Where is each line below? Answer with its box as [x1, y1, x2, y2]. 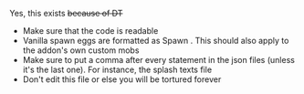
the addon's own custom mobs [22, 45, 140, 56]
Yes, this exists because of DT [9, 8, 123, 18]
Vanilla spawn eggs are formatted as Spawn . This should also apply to [22, 36, 289, 46]
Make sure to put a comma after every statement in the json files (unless [22, 55, 295, 65]
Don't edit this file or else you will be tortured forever [22, 74, 222, 85]
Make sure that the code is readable [22, 26, 159, 36]
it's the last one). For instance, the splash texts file [22, 64, 213, 75]
